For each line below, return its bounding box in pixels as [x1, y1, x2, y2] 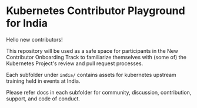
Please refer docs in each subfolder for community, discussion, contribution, [6, 89, 192, 96]
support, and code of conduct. [6, 95, 81, 102]
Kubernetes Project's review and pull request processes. [6, 60, 143, 67]
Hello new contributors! [6, 36, 63, 43]
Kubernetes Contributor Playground [6, 4, 185, 18]
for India [6, 16, 48, 30]
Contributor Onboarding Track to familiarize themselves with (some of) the [6, 53, 187, 60]
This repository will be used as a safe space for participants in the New [6, 47, 178, 54]
